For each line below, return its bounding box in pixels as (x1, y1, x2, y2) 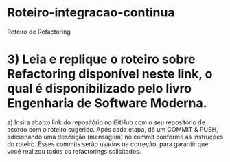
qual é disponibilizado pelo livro (7, 81, 192, 97)
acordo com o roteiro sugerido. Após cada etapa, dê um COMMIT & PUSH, (7, 125, 218, 133)
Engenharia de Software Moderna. (7, 95, 207, 111)
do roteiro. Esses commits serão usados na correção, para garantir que (7, 139, 209, 148)
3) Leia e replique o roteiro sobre (7, 51, 196, 67)
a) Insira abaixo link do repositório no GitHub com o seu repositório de (7, 118, 206, 126)
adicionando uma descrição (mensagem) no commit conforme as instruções (7, 132, 224, 141)
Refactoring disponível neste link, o (7, 67, 213, 82)
